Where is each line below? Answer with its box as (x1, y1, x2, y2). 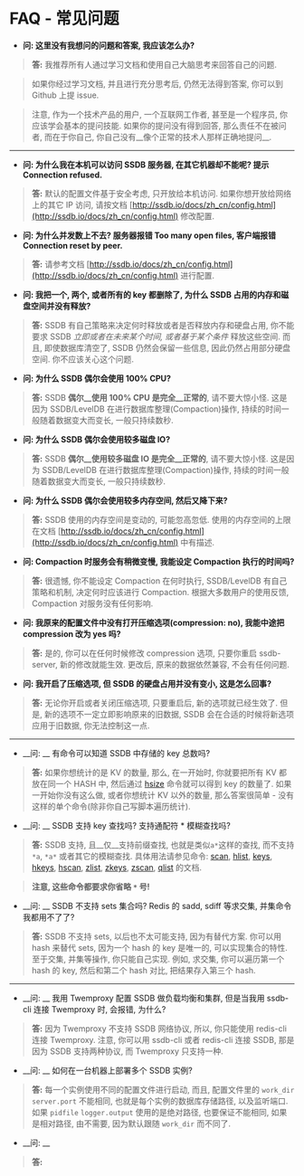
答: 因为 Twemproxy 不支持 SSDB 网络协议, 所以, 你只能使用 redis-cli (31, 1023, 288, 1034)
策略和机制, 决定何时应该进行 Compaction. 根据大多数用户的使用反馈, (31, 586, 290, 597)
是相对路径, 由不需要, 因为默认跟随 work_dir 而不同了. (31, 1118, 231, 1129)
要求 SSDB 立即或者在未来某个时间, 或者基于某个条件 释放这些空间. (31, 331, 280, 342)
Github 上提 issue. (31, 90, 100, 100)
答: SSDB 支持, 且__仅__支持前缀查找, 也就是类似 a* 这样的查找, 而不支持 (31, 839, 295, 850)
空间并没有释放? (30, 300, 91, 311)
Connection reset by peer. (22, 240, 123, 251)
